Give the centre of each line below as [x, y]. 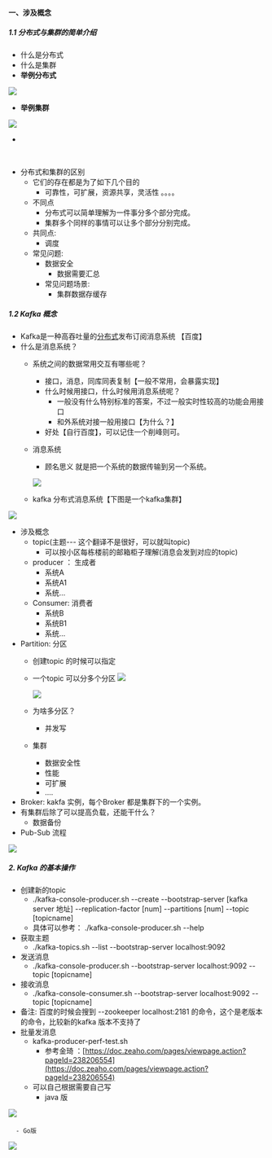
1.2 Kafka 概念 [33, 314]
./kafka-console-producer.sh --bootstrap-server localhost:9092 [140, 966]
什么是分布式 [42, 55]
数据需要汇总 [78, 274]
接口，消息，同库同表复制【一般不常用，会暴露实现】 [134, 381]
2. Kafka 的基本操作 [42, 868]
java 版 [56, 1097]
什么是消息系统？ [49, 346]
